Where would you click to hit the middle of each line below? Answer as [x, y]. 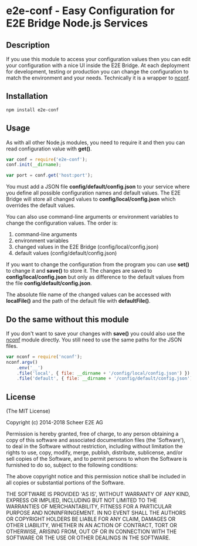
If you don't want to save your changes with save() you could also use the [96, 333]
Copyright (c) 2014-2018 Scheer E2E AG [55, 423]
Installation [27, 96]
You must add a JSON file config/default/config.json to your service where [98, 187]
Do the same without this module [67, 319]
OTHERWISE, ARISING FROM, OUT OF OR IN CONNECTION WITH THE [91, 532]
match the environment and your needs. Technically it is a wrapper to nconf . [98, 78]
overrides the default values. [41, 205]
